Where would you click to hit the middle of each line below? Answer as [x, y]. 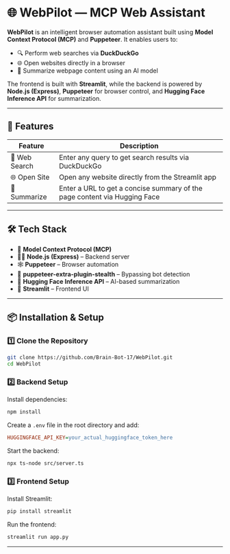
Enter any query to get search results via [124, 157]
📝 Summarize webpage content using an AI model [88, 71]
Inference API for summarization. [54, 98]
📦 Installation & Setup [56, 317]
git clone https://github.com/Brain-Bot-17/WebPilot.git [90, 358]
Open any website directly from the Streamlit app [138, 177]
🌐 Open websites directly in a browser [71, 62]
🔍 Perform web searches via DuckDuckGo [78, 53]
